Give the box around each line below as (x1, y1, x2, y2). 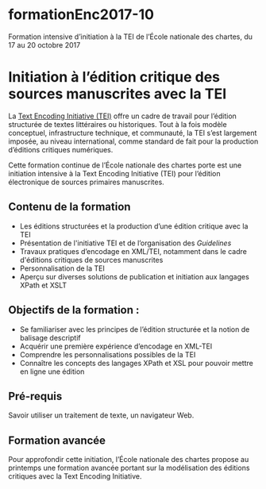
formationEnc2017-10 (8, 6, 155, 24)
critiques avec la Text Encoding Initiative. (8, 472, 142, 481)
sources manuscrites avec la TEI (8, 85, 227, 103)
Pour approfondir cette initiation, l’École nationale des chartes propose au (8, 455, 249, 464)
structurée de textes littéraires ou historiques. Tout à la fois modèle (8, 119, 228, 129)
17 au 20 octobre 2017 (8, 40, 81, 49)
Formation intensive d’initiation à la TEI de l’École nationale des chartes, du (8, 32, 253, 41)
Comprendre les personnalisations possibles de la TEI (19, 349, 196, 359)
